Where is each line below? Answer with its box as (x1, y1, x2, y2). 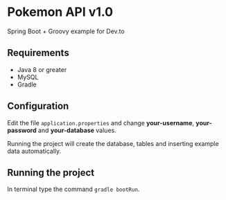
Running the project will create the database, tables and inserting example (7, 139, 220, 147)
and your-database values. (37, 126, 116, 134)
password (7, 126, 37, 134)
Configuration (7, 100, 69, 112)
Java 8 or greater (17, 65, 67, 73)
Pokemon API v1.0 (7, 4, 113, 20)
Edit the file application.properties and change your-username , (7, 118, 195, 127)
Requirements (7, 47, 69, 59)
